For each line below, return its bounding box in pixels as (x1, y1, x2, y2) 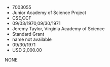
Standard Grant (12, 31, 44, 37)
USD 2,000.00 (12, 47, 42, 53)
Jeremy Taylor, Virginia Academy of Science (12, 26, 105, 32)
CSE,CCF (12, 15, 31, 21)
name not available (12, 36, 52, 42)
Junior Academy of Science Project (12, 10, 87, 16)
